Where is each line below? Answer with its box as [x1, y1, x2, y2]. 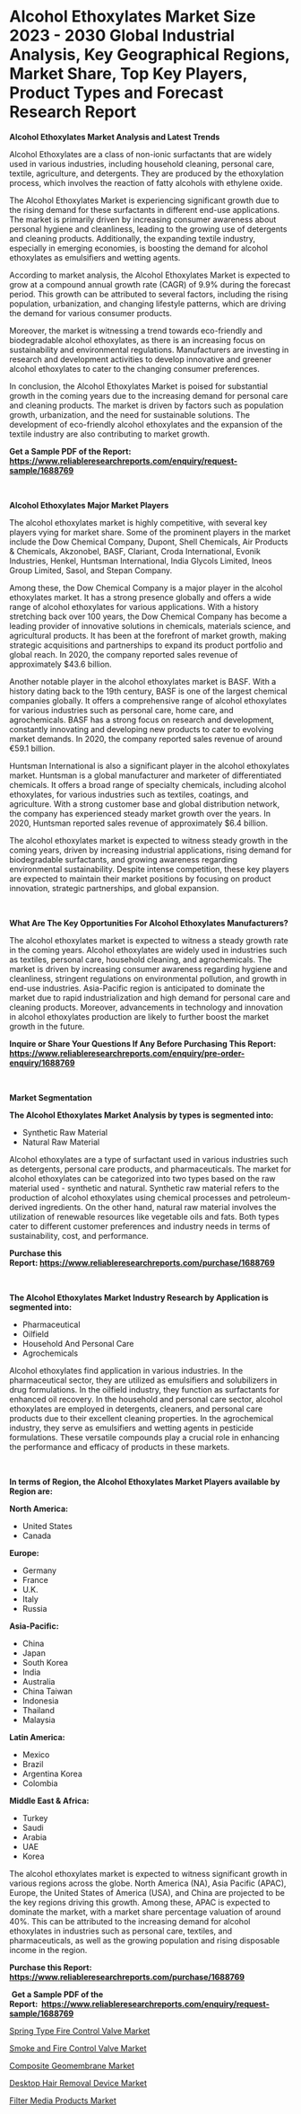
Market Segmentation [9, 1092, 92, 1102]
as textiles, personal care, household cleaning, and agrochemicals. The [9, 954, 272, 965]
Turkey [21, 1812, 48, 1823]
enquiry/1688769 [9, 1057, 75, 1068]
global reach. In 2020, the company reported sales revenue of [9, 649, 238, 659]
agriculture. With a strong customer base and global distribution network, [9, 798, 280, 809]
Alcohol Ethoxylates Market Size [9, 6, 256, 27]
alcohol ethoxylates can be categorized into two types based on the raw [9, 1172, 276, 1183]
